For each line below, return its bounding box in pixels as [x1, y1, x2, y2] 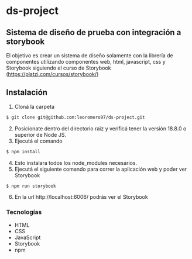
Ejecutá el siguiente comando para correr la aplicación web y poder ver [14, 165, 187, 172]
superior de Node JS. [14, 131, 66, 138]
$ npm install [6, 149, 41, 154]
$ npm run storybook [6, 183, 57, 189]
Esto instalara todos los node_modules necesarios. [14, 159, 138, 166]
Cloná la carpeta [14, 103, 54, 110]
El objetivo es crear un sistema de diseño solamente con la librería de [6, 52, 174, 59]
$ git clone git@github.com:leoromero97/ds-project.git [6, 114, 145, 120]
